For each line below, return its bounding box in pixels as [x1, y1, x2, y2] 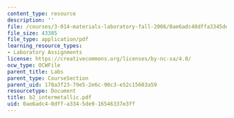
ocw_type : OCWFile [7, 62, 61, 69]
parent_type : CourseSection [7, 74, 89, 82]
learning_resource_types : [7, 42, 82, 49]
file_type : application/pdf [7, 36, 89, 43]
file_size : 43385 [7, 29, 58, 37]
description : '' [7, 17, 54, 24]
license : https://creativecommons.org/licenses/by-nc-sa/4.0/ [7, 56, 192, 62]
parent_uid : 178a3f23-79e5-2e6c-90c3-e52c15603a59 [7, 81, 157, 88]
